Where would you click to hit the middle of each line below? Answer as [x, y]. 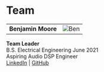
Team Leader [23, 43]
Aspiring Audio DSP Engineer [42, 56]
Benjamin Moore [33, 29]
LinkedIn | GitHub [27, 62]
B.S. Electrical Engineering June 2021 [52, 50]
